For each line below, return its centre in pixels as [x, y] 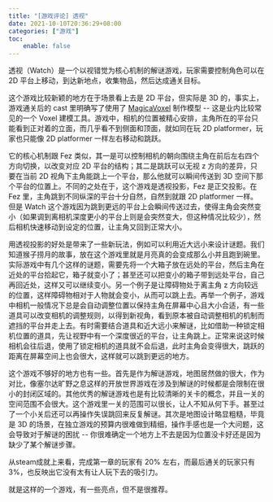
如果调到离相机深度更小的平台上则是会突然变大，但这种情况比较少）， [138, 217]
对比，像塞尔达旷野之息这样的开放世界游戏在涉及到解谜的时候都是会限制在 [133, 384]
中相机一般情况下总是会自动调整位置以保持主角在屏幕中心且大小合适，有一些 [136, 305]
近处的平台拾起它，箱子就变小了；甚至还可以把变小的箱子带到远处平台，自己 [136, 275]
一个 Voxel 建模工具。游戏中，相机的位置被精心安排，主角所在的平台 [137, 118]
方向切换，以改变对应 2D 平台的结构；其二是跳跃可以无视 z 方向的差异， [130, 166]
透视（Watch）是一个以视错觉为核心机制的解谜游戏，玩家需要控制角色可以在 [136, 71]
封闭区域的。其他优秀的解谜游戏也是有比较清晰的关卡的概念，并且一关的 [143, 394]
